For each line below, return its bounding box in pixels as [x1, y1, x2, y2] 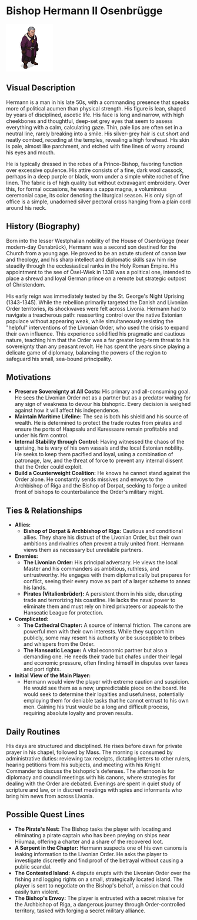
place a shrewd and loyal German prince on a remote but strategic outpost [6, 275, 186, 282]
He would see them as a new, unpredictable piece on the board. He [23, 684, 187, 692]
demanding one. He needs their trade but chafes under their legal [23, 653, 182, 660]
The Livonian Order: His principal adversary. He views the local [23, 559, 178, 566]
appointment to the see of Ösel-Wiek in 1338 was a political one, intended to [6, 268, 191, 275]
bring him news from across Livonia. [6, 793, 94, 799]
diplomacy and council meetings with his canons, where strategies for [6, 774, 176, 781]
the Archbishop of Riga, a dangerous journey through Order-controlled [14, 901, 186, 908]
